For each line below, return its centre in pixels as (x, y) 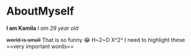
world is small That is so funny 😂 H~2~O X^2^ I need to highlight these (96, 40)
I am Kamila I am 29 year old (43, 28)
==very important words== (40, 46)
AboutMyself (40, 11)
